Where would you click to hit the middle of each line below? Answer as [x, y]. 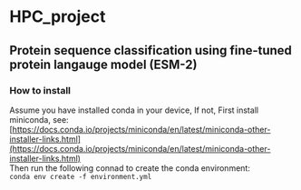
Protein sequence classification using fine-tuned [151, 50]
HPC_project [58, 17]
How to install [40, 90]
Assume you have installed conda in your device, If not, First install [134, 110]
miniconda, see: [39, 119]
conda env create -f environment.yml [81, 176]
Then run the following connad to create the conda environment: [130, 168]
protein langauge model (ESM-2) [103, 64]
